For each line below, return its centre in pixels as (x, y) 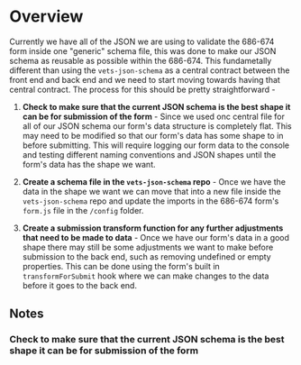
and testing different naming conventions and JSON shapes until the (149, 154)
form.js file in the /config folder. (83, 210)
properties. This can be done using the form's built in (121, 266)
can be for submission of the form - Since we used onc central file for (154, 116)
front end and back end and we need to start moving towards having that (145, 79)
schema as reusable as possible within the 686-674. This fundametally (141, 60)
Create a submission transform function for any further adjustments (153, 228)
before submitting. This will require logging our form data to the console (156, 145)
